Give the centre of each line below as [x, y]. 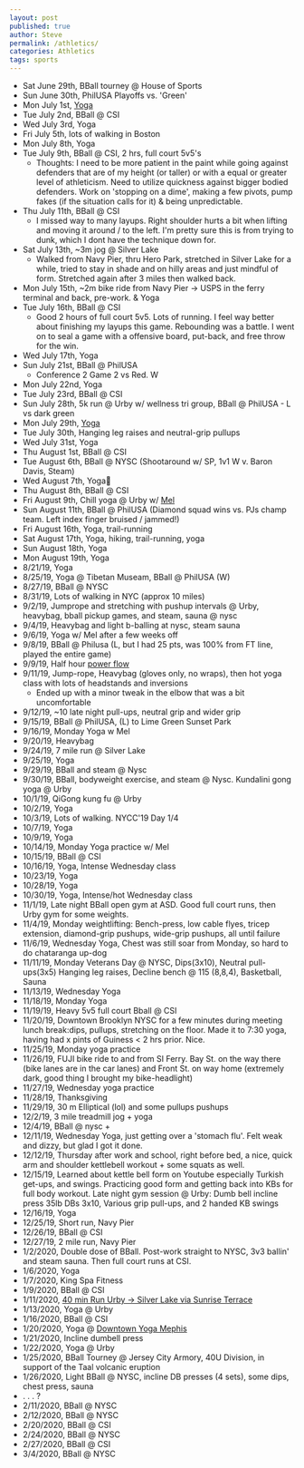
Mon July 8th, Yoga [59, 143]
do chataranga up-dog [64, 953]
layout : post [34, 18]
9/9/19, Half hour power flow [76, 664]
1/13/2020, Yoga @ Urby [68, 1309]
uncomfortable [64, 702]
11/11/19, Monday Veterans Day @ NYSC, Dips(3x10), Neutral [134, 962]
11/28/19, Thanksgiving [65, 1097]
